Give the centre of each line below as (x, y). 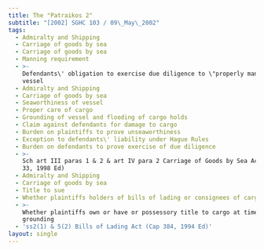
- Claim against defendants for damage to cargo (96, 125)
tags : (17, 30)
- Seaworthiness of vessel (59, 103)
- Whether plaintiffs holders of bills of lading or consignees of (128, 197)
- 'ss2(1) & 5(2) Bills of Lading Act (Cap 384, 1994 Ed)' (114, 227)
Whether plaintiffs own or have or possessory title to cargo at (132, 212)
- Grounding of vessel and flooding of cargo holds (102, 118)
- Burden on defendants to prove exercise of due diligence (115, 147)
